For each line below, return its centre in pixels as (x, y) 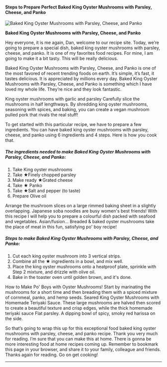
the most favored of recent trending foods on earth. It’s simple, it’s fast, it (80, 73)
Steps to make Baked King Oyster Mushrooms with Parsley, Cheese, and (82, 238)
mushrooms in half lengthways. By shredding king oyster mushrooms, (77, 104)
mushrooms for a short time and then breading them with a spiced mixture (81, 292)
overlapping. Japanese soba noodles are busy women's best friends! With (81, 211)
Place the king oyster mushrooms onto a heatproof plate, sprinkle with (84, 267)
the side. (14, 319)
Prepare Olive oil (29, 196)
